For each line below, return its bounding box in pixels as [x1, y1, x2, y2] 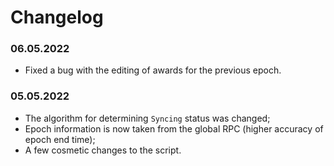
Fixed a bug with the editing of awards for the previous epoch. [24, 64, 282, 76]
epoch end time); [24, 133, 96, 145]
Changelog [10, 6, 104, 29]
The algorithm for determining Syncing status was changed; [24, 112, 271, 124]
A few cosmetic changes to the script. [24, 144, 182, 156]
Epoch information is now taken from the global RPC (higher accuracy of [24, 122, 324, 135]
